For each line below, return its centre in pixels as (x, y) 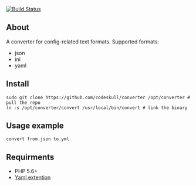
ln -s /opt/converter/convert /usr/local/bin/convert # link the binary (97, 108)
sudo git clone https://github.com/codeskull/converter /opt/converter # (98, 97)
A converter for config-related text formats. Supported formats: (83, 42)
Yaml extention (33, 177)
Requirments (30, 157)
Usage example (35, 126)
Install (18, 84)
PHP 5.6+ (26, 171)
